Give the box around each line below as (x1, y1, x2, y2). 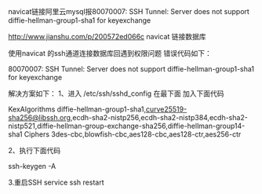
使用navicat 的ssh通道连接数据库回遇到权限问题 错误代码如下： (8, 49, 212, 57)
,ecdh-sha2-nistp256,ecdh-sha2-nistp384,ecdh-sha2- (70, 113, 249, 122)
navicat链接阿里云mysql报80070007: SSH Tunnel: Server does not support (8, 7, 249, 16)
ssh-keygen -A (8, 162, 56, 170)
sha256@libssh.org (8, 113, 71, 122)
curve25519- (145, 104, 187, 114)
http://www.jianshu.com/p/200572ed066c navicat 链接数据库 (8, 32, 206, 41)
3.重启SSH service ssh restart (8, 178, 104, 187)
